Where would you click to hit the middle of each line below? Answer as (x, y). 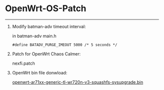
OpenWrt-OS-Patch (46, 9)
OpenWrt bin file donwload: (40, 72)
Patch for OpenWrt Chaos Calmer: (46, 54)
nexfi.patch (23, 63)
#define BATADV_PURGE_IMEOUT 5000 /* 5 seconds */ (65, 45)
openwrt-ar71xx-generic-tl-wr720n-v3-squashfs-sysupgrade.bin (78, 82)
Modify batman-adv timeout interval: (49, 26)
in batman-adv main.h (34, 36)
